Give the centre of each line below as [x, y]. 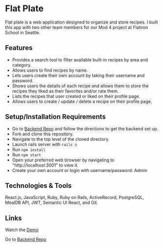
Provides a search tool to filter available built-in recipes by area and [80, 60]
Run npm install [29, 149]
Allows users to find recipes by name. [50, 70]
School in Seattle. [23, 32]
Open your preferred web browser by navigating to [63, 160]
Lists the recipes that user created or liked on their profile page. [76, 96]
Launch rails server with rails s [44, 144]
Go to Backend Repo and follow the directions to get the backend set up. [85, 128]
